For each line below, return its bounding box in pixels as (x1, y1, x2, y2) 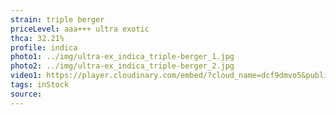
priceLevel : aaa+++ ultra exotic (10, 24, 150, 34)
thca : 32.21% (10, 33, 65, 43)
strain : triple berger (10, 14, 105, 25)
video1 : (10, 71, 43, 81)
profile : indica (10, 42, 78, 53)
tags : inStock (10, 80, 70, 90)
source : (10, 89, 43, 99)
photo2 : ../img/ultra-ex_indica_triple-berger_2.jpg (10, 61, 235, 71)
